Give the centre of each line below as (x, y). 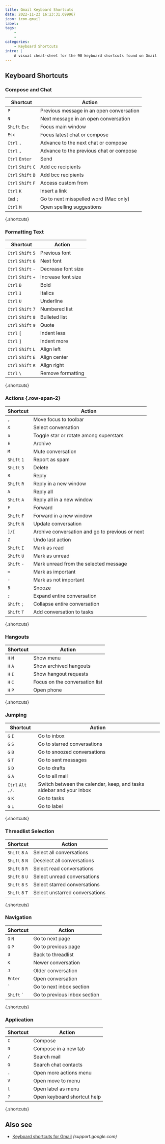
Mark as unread (52, 556)
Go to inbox (51, 736)
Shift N (16, 524)
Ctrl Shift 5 (22, 253)
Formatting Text (25, 231)
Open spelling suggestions (71, 207)
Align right (52, 365)
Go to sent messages (62, 760)
